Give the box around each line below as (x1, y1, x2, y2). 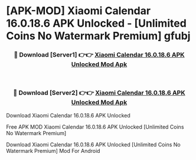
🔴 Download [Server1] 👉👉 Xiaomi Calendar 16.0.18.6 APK (14, 51, 185, 59)
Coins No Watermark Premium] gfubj (6, 30, 191, 43)
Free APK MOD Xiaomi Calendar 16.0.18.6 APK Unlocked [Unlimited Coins (6, 123, 184, 130)
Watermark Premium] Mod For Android (6, 147, 100, 154)
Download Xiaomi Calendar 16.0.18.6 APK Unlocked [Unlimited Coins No (6, 141, 181, 148)
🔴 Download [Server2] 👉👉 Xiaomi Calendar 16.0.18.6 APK (13, 89, 185, 97)
